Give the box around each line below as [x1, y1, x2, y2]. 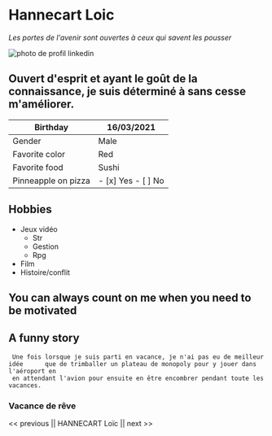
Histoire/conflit [20, 267, 71, 277]
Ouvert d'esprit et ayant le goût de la [8, 72, 198, 86]
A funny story [8, 331, 80, 345]
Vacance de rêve [8, 400, 77, 412]
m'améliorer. [8, 98, 75, 111]
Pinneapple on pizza [12, 175, 91, 186]
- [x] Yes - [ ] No [98, 175, 165, 186]
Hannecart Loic [8, 6, 115, 24]
